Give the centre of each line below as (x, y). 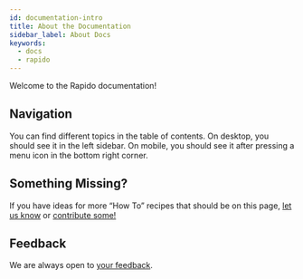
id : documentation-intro (56, 18)
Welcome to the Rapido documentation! (83, 86)
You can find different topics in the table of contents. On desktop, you (139, 136)
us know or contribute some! (63, 215)
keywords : (28, 43)
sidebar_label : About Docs (60, 34)
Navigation (41, 114)
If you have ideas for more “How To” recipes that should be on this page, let (151, 206)
